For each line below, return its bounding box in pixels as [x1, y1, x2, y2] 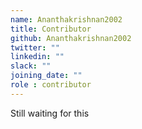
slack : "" [10, 61, 52, 71]
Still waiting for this [10, 107, 90, 119]
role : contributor [10, 80, 92, 90]
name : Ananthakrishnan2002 [10, 14, 123, 25]
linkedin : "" [10, 52, 65, 62]
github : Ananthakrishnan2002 [10, 33, 132, 43]
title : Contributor [10, 24, 92, 34]
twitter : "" [10, 42, 60, 53]
